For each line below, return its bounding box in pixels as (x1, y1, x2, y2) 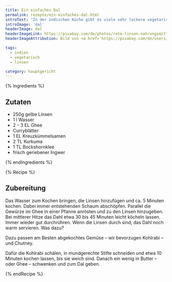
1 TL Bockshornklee (12, 144, 55, 150)
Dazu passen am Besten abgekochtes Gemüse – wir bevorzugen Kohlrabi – (5, 234, 164, 241)
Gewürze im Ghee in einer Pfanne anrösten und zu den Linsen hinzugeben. (5, 208, 164, 214)
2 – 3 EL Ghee (12, 122, 42, 128)
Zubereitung (5, 184, 46, 192)
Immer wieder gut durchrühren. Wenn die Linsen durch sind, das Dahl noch (5, 219, 164, 225)
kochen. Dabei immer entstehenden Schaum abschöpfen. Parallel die (5, 203, 151, 209)
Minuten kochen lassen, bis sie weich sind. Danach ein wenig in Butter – (5, 255, 157, 262)
